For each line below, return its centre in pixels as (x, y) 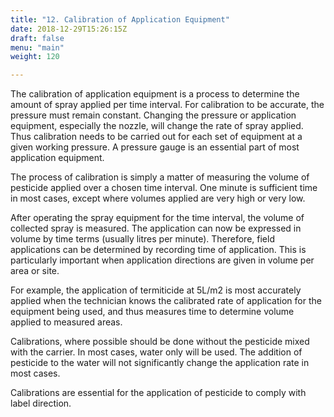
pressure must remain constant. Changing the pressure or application (153, 115)
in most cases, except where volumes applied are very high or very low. (158, 198)
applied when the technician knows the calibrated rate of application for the (166, 301)
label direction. (41, 403)
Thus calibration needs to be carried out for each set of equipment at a (156, 137)
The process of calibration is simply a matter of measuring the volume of (160, 177)
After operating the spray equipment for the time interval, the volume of (157, 218)
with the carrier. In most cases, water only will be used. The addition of (156, 352)
